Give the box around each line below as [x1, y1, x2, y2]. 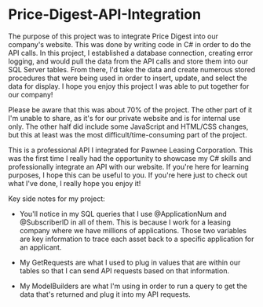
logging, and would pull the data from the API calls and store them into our [8, 57, 249, 66]
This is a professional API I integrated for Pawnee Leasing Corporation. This [8, 145, 254, 155]
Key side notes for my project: [8, 194, 106, 203]
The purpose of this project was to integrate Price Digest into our [8, 31, 218, 41]
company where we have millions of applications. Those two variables [19, 225, 247, 235]
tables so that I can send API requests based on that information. [19, 265, 230, 276]
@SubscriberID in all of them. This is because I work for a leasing [19, 217, 232, 227]
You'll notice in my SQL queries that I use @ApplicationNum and [19, 209, 228, 218]
